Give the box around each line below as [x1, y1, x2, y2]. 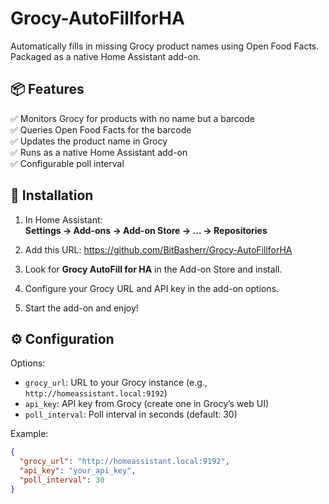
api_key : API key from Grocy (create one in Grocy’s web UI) [24, 398, 270, 410]
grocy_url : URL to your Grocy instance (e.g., [24, 377, 208, 389]
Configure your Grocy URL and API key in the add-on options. [24, 282, 280, 294]
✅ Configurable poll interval [10, 157, 125, 169]
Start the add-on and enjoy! [24, 302, 139, 314]
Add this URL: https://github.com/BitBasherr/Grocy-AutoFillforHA [24, 243, 293, 256]
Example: [10, 428, 49, 440]
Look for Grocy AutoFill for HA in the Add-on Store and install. [24, 263, 283, 275]
